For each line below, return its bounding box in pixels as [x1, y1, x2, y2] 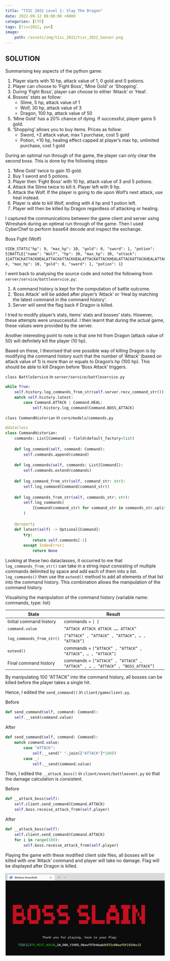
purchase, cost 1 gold [20, 142, 65, 148]
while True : [5, 384, 30, 389]
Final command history [7, 660, 55, 666]
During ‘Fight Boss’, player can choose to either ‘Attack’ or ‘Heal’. [12, 88, 148, 94]
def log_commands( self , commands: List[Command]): [14, 463, 123, 468]
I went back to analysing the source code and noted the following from [5, 270, 153, 276]
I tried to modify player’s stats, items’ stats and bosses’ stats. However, [5, 311, 153, 317]
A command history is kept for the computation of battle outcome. [12, 285, 151, 292]
